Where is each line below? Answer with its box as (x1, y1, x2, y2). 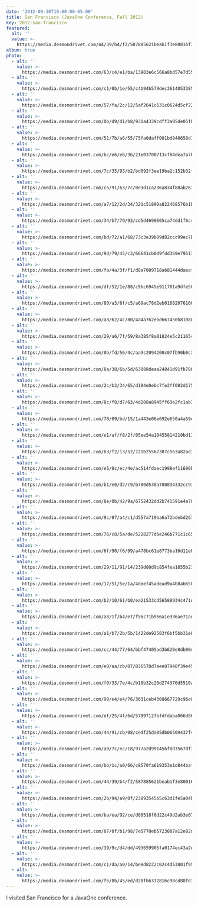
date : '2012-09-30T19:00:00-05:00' (6, 8, 94, 15)
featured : (6, 25, 31, 31)
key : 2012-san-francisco (6, 20, 67, 25)
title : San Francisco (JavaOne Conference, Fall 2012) (6, 14, 144, 20)
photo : (6, 53, 22, 59)
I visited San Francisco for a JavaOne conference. (6, 894, 128, 901)
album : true (6, 47, 35, 53)
